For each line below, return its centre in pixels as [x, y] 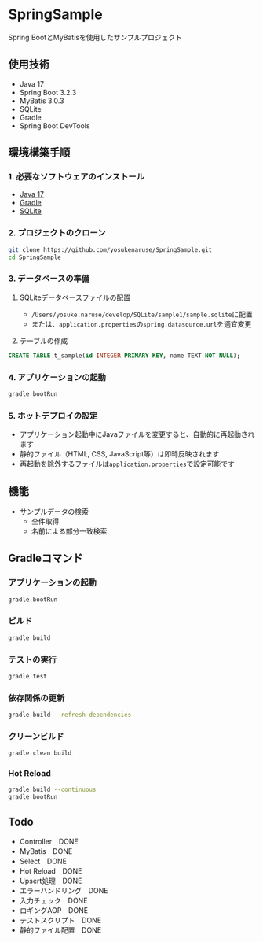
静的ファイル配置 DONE [60, 930]
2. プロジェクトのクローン [57, 233]
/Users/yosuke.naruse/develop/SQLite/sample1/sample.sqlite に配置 [142, 314]
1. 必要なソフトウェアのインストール [77, 177]
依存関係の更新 [37, 698]
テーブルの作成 [44, 341]
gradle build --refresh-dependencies [70, 715]
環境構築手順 [39, 152]
